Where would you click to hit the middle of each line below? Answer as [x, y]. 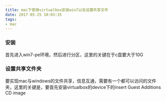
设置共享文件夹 [23, 69]
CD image [16, 93]
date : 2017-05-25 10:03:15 [34, 15]
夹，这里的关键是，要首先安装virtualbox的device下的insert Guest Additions [83, 87]
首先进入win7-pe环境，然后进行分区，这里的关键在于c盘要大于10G [74, 55]
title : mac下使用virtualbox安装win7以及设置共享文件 [57, 10]
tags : [11, 19]
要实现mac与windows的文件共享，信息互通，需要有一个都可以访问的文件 [81, 81]
